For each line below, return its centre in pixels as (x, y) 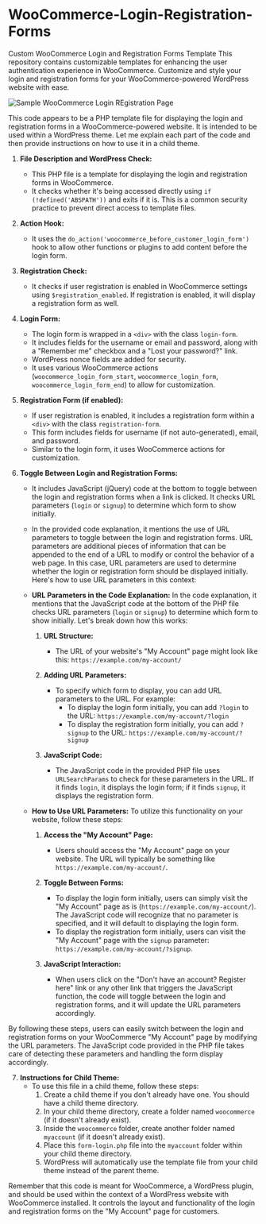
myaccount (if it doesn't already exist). (104, 1137)
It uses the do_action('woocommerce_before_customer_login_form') (141, 238)
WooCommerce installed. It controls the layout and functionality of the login (132, 1203)
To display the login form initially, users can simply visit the (152, 898)
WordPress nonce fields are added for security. (109, 359)
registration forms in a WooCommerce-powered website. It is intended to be (133, 126)
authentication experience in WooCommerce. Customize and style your (125, 70)
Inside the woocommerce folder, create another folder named (139, 1128)
